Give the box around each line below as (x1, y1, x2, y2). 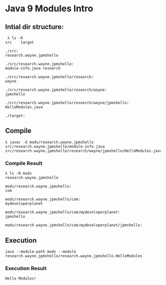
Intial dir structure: (5, 23, 64, 31)
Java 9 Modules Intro (5, 3, 93, 14)
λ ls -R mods (5, 171, 32, 176)
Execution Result (5, 265, 47, 272)
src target (5, 40, 35, 45)
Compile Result (5, 160, 43, 167)
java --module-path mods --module (5, 249, 77, 254)
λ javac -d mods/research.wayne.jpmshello (5, 140, 94, 144)
